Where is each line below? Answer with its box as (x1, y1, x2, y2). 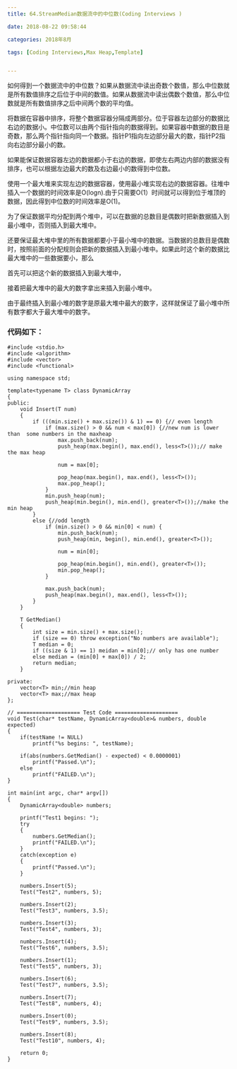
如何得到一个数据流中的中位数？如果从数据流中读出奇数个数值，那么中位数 (7, 81, 224, 90)
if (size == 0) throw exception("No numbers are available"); (32, 635, 219, 642)
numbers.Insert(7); (20, 993, 78, 1001)
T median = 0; (32, 641, 74, 648)
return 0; (20, 1049, 49, 1056)
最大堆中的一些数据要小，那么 (7, 254, 94, 262)
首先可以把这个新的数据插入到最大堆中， (7, 269, 125, 277)
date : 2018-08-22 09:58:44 (7, 23, 87, 30)
